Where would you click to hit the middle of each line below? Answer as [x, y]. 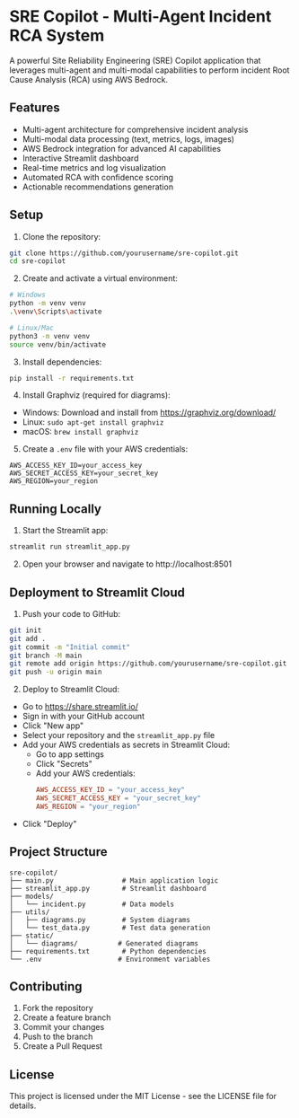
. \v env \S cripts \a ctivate [56, 312]
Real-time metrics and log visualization [94, 167]
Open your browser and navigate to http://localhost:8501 [127, 564]
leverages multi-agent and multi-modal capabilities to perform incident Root [149, 70]
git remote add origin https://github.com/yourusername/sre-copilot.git [148, 664]
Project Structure [58, 852]
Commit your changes [63, 1027]
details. [23, 1105]
